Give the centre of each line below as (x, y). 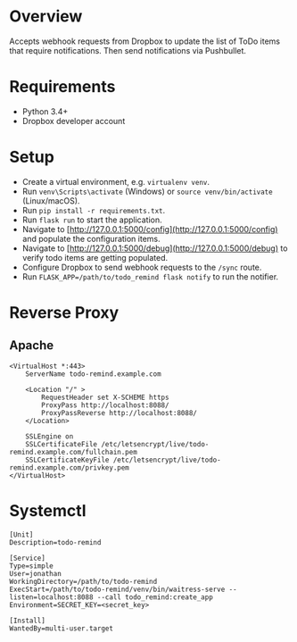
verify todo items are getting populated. (95, 257)
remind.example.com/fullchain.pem (74, 452)
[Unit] (21, 534)
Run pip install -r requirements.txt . (94, 210)
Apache (32, 346)
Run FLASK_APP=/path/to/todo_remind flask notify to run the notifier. (150, 276)
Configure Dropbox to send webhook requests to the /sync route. (142, 267)
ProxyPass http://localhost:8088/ (105, 405)
